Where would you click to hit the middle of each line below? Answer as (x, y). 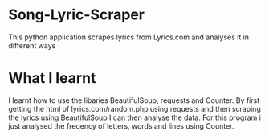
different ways (32, 45)
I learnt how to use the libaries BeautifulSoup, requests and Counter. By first (134, 100)
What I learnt (52, 78)
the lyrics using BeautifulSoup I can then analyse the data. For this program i (134, 117)
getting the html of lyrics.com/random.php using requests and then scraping (134, 108)
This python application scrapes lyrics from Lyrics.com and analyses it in (129, 37)
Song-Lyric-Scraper (77, 15)
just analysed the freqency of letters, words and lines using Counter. (121, 125)
